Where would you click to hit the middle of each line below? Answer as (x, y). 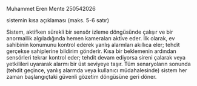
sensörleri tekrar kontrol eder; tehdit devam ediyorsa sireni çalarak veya (96, 57)
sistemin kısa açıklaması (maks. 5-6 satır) (58, 20)
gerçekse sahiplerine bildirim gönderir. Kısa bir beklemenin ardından (92, 51)
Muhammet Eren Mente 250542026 (51, 9)
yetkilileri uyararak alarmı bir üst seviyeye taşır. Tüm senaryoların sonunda (98, 64)
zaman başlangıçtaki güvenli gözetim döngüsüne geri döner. (82, 77)
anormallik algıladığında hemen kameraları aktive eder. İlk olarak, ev (91, 38)
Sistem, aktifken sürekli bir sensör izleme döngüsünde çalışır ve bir (90, 32)
